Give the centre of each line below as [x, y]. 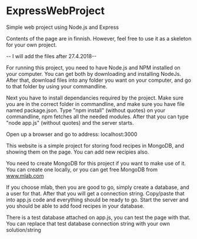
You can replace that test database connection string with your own [88, 223]
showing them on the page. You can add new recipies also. [78, 152]
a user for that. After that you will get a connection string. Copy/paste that [95, 193]
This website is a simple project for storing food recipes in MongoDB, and [95, 145]
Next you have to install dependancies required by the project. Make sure [95, 98]
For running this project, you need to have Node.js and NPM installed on [93, 67]
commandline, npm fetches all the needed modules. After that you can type [98, 117]
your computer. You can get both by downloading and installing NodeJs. [94, 74]
